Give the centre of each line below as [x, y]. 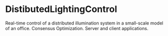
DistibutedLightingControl [61, 9]
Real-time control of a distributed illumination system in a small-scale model [84, 23]
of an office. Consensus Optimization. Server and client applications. [77, 28]
